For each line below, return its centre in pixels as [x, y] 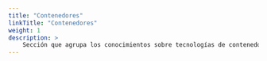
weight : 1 [25, 30]
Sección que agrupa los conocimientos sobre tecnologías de [124, 45]
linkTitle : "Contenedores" [53, 23]
